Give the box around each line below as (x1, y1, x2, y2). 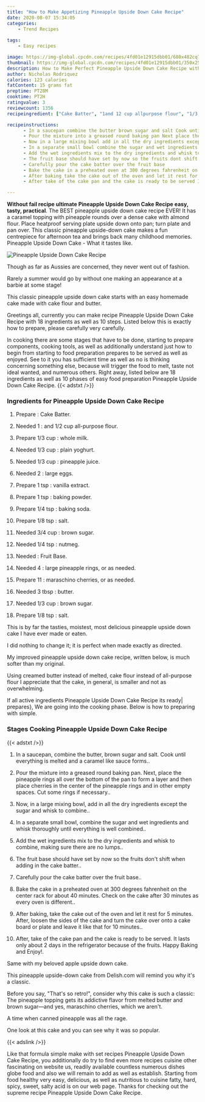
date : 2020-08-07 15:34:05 (7, 15, 75, 21)
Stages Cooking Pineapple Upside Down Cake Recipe (7, 725, 168, 733)
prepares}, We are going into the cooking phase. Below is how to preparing (7, 703, 195, 711)
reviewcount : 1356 (7, 105, 54, 111)
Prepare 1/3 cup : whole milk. (15, 434, 89, 442)
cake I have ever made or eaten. (7, 630, 88, 638)
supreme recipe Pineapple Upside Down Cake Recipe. (7, 1089, 142, 1096)
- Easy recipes (18, 43, 57, 49)
